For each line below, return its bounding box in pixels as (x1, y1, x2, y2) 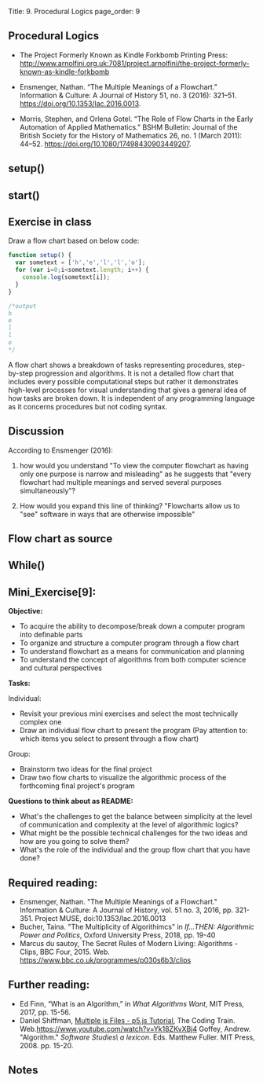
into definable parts (19, 630, 83, 640)
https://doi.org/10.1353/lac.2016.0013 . (19, 98, 141, 108)
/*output (8, 302, 37, 310)
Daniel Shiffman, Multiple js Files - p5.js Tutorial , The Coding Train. (19, 1015, 236, 1025)
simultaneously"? (19, 486, 76, 495)
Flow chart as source (8, 532, 113, 545)
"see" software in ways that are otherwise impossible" (19, 509, 195, 519)
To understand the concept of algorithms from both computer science (19, 655, 247, 665)
